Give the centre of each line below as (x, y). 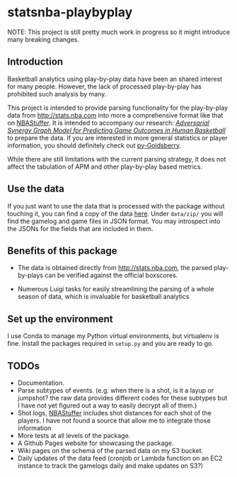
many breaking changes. (44, 39)
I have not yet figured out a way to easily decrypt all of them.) (107, 405)
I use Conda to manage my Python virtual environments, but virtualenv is (113, 336)
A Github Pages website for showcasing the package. (96, 443)
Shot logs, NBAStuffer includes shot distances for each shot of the (115, 413)
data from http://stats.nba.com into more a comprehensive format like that (115, 115)
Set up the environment (60, 319)
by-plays (30, 275)
